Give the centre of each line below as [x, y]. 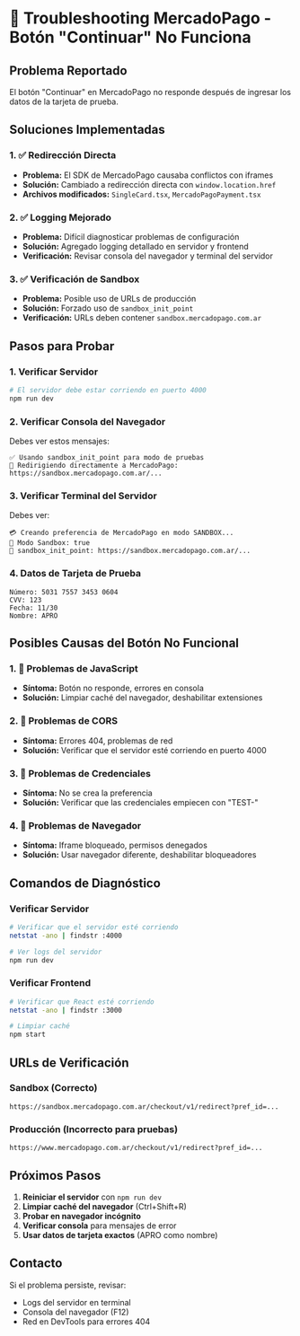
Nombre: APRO [34, 615]
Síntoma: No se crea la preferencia [87, 793]
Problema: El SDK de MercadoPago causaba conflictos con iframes [148, 175]
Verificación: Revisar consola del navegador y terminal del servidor [148, 256]
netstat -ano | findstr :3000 [66, 1010]
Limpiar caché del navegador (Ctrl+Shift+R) [104, 1206]
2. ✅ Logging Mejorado [61, 217]
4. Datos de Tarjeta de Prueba [75, 574]
